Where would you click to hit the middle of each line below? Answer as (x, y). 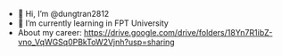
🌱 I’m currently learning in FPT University (93, 23)
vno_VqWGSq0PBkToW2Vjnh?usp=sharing (96, 42)
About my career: (50, 32)
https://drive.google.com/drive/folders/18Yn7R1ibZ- (178, 32)
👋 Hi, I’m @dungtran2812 (63, 14)
